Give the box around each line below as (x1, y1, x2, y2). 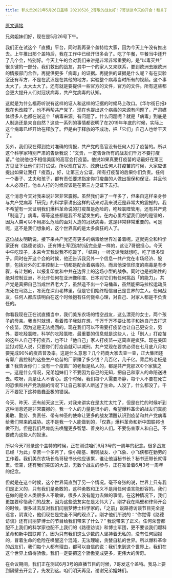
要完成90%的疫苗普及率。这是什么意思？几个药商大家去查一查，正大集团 (5, 349, 159, 356)
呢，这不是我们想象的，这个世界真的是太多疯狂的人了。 (5, 225, 122, 231)
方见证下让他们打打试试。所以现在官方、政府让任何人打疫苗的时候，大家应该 (5, 163, 167, 169)
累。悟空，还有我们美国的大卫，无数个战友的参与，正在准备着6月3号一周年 (5, 462, 164, 468)
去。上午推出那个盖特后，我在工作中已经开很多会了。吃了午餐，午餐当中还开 (5, 50, 167, 57)
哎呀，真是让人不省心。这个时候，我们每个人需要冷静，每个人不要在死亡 (14, 375, 167, 381)
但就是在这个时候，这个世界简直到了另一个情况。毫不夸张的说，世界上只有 (5, 479, 162, 485)
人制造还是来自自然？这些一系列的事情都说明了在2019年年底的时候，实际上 (5, 119, 164, 126)
